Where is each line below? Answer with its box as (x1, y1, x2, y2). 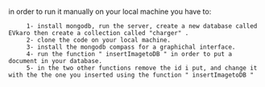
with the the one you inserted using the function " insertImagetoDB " (8, 71, 254, 79)
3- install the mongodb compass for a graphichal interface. (26, 43, 236, 51)
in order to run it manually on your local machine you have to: (8, 7, 212, 16)
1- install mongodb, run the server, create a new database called (26, 22, 258, 30)
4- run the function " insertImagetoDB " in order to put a (26, 50, 232, 58)
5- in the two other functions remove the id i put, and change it (26, 64, 258, 72)
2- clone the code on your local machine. (26, 36, 172, 44)
